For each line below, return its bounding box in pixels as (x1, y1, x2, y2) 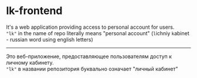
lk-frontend (6, 4, 63, 18)
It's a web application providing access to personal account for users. (6, 23, 175, 30)
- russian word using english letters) (6, 36, 94, 43)
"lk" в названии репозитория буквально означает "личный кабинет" (6, 65, 178, 72)
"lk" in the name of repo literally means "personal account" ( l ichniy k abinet (6, 29, 189, 36)
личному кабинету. (6, 59, 54, 66)
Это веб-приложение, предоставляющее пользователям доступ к (6, 53, 172, 60)
